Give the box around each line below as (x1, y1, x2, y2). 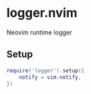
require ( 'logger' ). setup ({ (6, 67, 85, 74)
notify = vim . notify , (19, 74, 81, 81)
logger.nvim (6, 5, 78, 21)
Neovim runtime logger (6, 28, 72, 36)
